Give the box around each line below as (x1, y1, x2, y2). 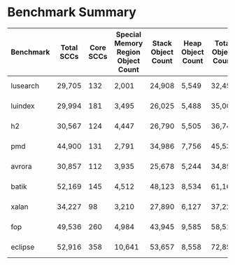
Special (115, 29, 142, 39)
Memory (114, 38, 143, 48)
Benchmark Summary (7, 4, 136, 20)
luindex (10, 101, 35, 111)
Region (116, 47, 141, 57)
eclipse (10, 242, 35, 252)
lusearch (10, 81, 40, 90)
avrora (10, 161, 33, 171)
